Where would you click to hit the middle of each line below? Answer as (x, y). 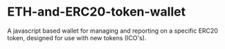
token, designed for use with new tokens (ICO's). (77, 37)
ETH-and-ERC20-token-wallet (96, 12)
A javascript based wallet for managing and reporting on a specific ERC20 (112, 31)
